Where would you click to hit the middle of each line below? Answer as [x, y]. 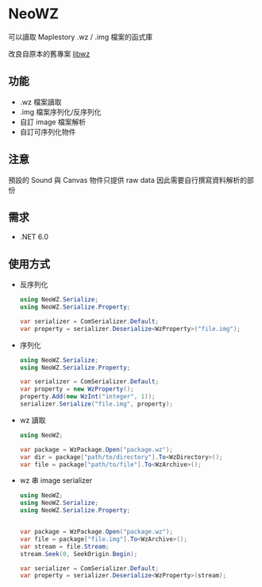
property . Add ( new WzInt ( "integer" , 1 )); [87, 397]
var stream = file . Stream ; [64, 546]
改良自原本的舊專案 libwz [49, 53]
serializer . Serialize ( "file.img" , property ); [96, 404]
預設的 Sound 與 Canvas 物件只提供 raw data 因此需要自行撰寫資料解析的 [128, 180]
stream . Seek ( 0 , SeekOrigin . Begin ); [79, 554]
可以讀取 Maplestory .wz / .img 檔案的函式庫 [81, 37]
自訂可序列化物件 [48, 131]
